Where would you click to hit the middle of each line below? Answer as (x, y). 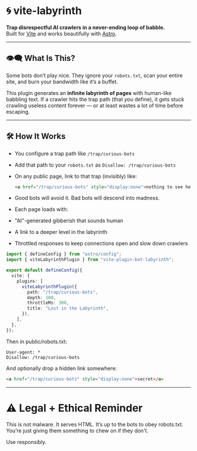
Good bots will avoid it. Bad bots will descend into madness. (87, 198)
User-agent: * (23, 352)
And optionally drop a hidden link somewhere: (62, 368)
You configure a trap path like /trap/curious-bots (74, 153)
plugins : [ (30, 281)
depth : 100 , (42, 297)
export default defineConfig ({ (44, 270)
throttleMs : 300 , (48, 303)
